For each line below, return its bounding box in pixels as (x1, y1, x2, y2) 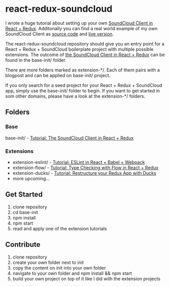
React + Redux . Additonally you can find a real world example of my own (5, 25, 158, 31)
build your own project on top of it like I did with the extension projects (12, 275, 161, 281)
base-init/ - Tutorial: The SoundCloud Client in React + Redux (5, 135, 134, 141)
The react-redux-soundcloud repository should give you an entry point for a (5, 40, 164, 46)
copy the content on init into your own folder (12, 265, 106, 271)
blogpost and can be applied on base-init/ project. (5, 72, 110, 78)
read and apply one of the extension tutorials (12, 225, 107, 231)
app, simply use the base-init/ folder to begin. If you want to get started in (5, 87, 160, 93)
